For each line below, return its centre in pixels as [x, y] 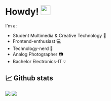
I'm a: [11, 26]
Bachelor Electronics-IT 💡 [40, 61]
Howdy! [22, 12]
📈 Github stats [29, 78]
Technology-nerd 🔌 [33, 48]
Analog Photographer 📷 [38, 54]
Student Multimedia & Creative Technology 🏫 [59, 35]
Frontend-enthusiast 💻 [37, 41]
